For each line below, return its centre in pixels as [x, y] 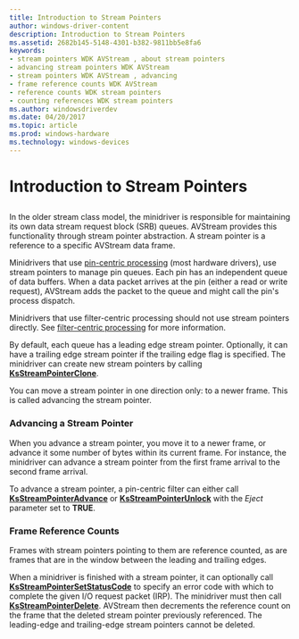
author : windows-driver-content [69, 26]
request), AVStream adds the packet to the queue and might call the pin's [144, 291]
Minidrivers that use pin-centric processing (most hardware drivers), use [143, 263]
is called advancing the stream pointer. [80, 400]
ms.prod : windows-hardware [59, 134]
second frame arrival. [49, 471]
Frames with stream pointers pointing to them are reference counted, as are [149, 550]
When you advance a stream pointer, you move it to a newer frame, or [137, 442]
